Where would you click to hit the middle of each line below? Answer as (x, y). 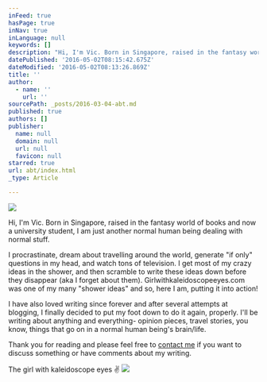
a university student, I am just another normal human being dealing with (126, 230)
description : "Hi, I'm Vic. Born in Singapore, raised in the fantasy (128, 52)
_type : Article (33, 178)
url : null (31, 149)
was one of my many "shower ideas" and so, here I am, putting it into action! (133, 288)
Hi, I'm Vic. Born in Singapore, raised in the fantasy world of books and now (132, 222)
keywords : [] (30, 45)
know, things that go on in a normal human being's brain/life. (107, 329)
